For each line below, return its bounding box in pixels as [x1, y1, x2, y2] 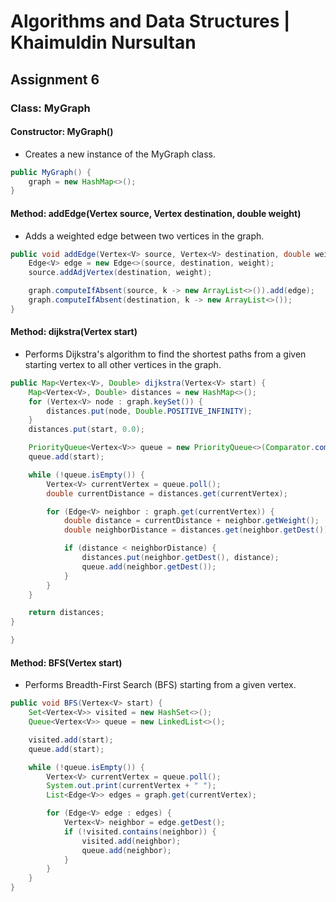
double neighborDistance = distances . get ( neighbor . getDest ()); [63, 525, 333, 535]
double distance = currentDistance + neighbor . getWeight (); [63, 516, 320, 526]
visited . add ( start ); [28, 735, 114, 745]
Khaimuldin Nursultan [10, 31, 197, 54]
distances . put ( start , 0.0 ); [28, 425, 145, 435]
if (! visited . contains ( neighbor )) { [63, 826, 217, 837]
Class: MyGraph [10, 101, 91, 115]
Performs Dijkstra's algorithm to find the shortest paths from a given [24, 348, 307, 360]
